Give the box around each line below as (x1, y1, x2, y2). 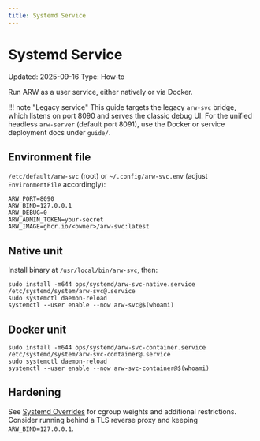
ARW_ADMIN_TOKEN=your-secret (8, 216, 104, 224)
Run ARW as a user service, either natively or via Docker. (8, 87, 193, 96)
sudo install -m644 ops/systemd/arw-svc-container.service (8, 344, 206, 352)
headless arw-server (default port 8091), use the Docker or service (8, 119, 225, 129)
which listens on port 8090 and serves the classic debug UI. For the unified (8, 111, 253, 120)
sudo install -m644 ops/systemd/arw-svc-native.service (8, 281, 195, 288)
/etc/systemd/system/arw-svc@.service (8, 288, 136, 296)
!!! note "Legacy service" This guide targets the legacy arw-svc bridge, (8, 102, 236, 111)
